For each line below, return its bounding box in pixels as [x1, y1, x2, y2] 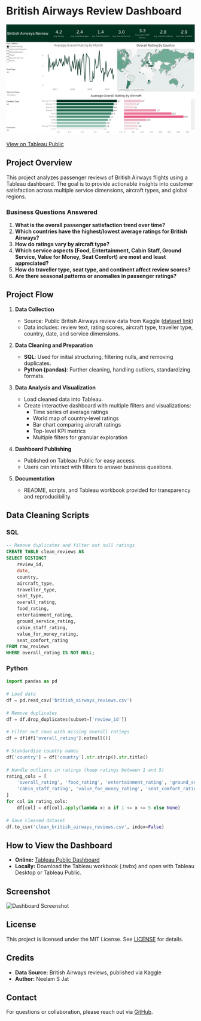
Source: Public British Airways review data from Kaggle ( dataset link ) [23, 317, 194, 324]
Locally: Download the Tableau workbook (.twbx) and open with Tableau [14, 863, 194, 870]
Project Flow [6, 289, 54, 300]
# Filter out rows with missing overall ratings [6, 729, 130, 735]
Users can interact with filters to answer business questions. [23, 463, 173, 470]
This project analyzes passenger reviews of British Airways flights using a [6, 174, 188, 181]
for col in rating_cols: [6, 799, 68, 805]
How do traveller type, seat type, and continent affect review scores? [14, 265, 191, 273]
